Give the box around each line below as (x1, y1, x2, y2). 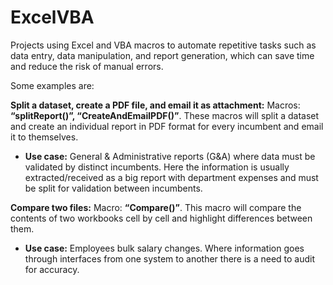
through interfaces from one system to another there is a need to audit (24, 252, 316, 265)
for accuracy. (24, 263, 80, 275)
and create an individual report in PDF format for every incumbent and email (10, 120, 324, 132)
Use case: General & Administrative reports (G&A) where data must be (24, 150, 316, 162)
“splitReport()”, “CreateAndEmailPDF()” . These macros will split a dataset (10, 109, 320, 121)
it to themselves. (10, 131, 79, 143)
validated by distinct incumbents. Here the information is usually (24, 161, 290, 173)
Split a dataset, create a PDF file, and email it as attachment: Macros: (10, 99, 301, 111)
